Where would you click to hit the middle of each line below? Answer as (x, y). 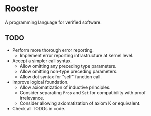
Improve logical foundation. (40, 82)
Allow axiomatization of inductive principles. (65, 87)
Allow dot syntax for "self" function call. (61, 77)
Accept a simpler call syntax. (42, 61)
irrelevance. (32, 98)
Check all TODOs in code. (39, 108)
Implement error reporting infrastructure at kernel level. (77, 55)
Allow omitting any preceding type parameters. (68, 66)
